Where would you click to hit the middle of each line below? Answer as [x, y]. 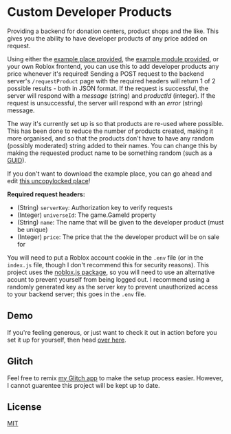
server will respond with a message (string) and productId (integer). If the [111, 95]
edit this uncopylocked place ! [49, 180]
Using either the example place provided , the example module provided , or [113, 59]
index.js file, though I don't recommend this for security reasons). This [108, 265]
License [24, 407]
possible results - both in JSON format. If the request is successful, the [108, 88]
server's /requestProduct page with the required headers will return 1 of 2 [111, 81]
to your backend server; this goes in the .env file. [77, 294]
